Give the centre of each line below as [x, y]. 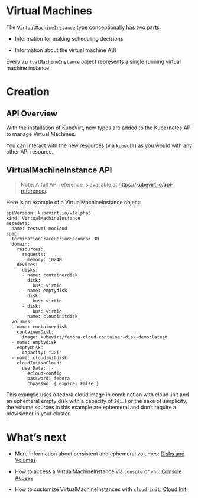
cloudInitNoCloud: [39, 363]
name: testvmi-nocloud [39, 229]
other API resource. [30, 151]
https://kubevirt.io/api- [146, 184]
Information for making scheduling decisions [69, 38]
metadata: [18, 223]
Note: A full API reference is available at [69, 184]
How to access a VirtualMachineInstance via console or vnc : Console [98, 471]
